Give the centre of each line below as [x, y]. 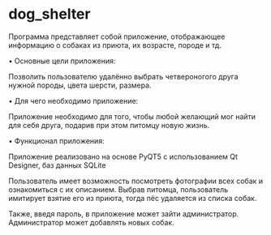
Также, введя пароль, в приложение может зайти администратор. [124, 214]
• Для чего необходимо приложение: [73, 100]
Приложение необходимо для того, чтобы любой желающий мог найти [132, 116]
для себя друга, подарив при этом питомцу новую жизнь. [109, 125]
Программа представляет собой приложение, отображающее [117, 36]
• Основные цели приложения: [62, 61]
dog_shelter [49, 14]
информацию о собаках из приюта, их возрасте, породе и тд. [115, 45]
